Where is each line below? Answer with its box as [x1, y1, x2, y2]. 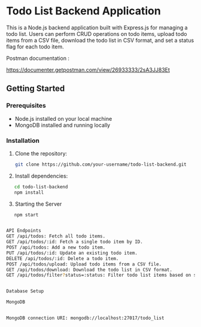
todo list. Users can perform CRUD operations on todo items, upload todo [6, 30, 187, 37]
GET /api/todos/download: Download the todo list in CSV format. [6, 267, 172, 273]
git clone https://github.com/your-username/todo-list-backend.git [14, 161, 187, 167]
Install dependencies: [14, 172, 68, 179]
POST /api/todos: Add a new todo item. [6, 245, 106, 250]
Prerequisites [6, 102, 46, 110]
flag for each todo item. [6, 43, 64, 50]
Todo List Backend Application [6, 4, 162, 18]
